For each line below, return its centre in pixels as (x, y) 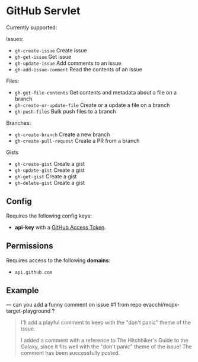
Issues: (15, 39)
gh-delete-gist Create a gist (49, 182)
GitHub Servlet (43, 11)
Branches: (19, 122)
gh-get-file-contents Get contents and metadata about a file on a (95, 92)
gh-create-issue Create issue (51, 50)
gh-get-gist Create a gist (46, 176)
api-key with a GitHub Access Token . (60, 227)
